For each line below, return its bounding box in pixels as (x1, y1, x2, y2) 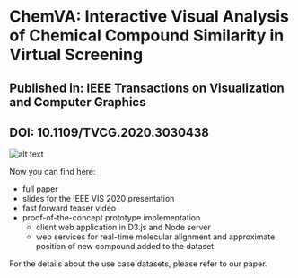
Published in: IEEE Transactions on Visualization (9, 80, 285, 95)
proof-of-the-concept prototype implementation (22, 212, 201, 223)
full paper (22, 184, 58, 194)
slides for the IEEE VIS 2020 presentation (22, 193, 175, 204)
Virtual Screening (9, 45, 144, 65)
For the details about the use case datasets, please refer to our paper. (9, 258, 267, 269)
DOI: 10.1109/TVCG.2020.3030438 (9, 124, 209, 140)
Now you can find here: (9, 166, 96, 177)
